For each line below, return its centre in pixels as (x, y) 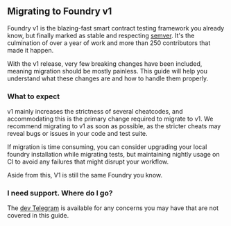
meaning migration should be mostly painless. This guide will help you (108, 71)
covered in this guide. (38, 216)
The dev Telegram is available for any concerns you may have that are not (113, 208)
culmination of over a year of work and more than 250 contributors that (109, 43)
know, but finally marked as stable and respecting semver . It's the (101, 35)
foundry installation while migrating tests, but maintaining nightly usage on (113, 155)
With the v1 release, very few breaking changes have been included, (105, 63)
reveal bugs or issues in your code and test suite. (77, 134)
